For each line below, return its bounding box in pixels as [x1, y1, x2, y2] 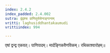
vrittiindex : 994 [5, 25, 40, 30]
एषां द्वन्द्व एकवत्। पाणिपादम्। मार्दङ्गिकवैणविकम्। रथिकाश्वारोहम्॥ [5, 42, 106, 48]
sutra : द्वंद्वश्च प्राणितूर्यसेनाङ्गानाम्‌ [5, 16, 55, 21]
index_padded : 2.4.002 [5, 12, 51, 16]
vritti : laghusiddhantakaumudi [5, 20, 68, 26]
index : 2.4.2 [5, 7, 31, 12]
